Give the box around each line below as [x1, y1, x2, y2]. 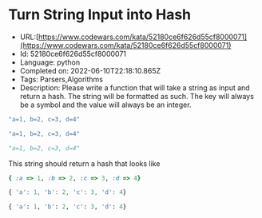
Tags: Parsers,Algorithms [19, 74, 104, 84]
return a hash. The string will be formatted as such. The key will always [19, 91, 254, 101]
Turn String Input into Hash [8, 6, 192, 24]
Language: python [19, 57, 81, 67]
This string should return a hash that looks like [8, 158, 161, 168]
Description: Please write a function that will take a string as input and [19, 82, 250, 93]
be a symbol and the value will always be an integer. [19, 100, 192, 109]
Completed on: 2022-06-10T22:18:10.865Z [19, 65, 161, 75]
